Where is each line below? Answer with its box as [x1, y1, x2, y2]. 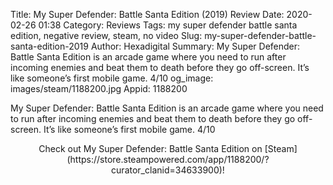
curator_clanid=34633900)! [111, 164, 225, 176]
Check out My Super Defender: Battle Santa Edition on [38, 143, 263, 154]
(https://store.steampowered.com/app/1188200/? [66, 154, 270, 165]
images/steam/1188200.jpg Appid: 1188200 [10, 83, 188, 94]
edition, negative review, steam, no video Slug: [10, 30, 203, 41]
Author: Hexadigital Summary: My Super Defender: [90, 40, 301, 52]
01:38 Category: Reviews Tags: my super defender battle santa [38, 19, 298, 31]
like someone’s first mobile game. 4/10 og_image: [10, 72, 214, 84]
